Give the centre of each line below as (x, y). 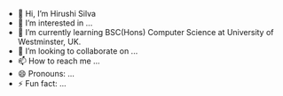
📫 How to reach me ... (59, 61)
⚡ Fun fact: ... (42, 83)
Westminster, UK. (49, 41)
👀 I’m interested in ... (55, 23)
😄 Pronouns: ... (46, 74)
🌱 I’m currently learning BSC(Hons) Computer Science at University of (145, 32)
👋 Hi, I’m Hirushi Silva (56, 14)
